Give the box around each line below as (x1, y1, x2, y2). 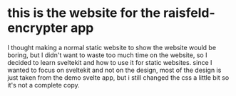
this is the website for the (7, 5, 161, 21)
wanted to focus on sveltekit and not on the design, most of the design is (7, 66, 222, 74)
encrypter (7, 20, 68, 36)
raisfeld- (163, 5, 215, 21)
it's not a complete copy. (7, 80, 80, 89)
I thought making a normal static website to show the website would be (7, 43, 216, 52)
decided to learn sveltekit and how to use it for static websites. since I (7, 58, 212, 66)
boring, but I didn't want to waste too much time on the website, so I (7, 51, 207, 59)
